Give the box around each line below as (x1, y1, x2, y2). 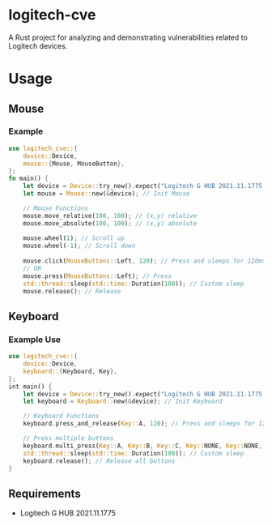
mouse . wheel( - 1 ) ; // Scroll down (23, 242, 136, 250)
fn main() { (8, 174, 49, 183)
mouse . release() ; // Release (23, 287, 121, 295)
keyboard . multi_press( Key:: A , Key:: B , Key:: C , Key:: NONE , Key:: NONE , (23, 442, 263, 450)
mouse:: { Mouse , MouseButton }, (23, 160, 125, 168)
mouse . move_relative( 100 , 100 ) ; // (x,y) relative (23, 212, 198, 220)
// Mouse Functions (23, 204, 89, 212)
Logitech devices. (8, 41, 68, 50)
